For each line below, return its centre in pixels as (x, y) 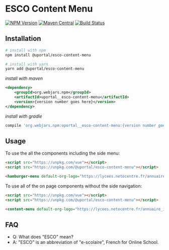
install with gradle (24, 116)
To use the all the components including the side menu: (63, 153)
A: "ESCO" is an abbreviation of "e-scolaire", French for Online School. (86, 242)
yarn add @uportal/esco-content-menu (45, 69)
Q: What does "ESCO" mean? (43, 237)
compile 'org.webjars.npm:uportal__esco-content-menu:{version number (81, 125)
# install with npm (26, 50)
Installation (23, 39)
